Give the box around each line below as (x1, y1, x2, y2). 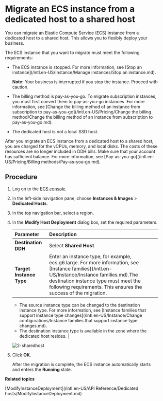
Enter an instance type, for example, (49, 253, 132, 260)
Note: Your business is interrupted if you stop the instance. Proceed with (12, 79, 158, 85)
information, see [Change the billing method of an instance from (12, 104, 141, 109)
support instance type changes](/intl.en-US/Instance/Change (19, 312, 142, 318)
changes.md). (19, 323, 48, 328)
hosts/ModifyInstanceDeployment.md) (5, 390, 82, 396)
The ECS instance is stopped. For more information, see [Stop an (12, 64, 142, 70)
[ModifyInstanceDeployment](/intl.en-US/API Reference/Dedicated (5, 385, 139, 391)
